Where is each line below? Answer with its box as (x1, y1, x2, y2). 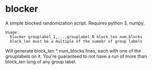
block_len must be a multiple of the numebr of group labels (10, 39, 143, 44)
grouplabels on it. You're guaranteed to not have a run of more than (5, 53, 147, 59)
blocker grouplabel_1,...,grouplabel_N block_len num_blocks (10, 34, 143, 39)
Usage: (5, 30, 19, 35)
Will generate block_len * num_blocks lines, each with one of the (5, 48, 141, 54)
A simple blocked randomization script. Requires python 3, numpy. (5, 20, 145, 26)
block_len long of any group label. (5, 58, 77, 64)
